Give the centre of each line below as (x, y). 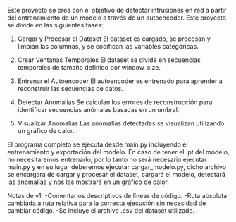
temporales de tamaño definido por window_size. (89, 67)
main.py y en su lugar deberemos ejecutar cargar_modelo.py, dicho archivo (117, 167)
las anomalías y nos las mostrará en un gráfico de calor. (88, 182)
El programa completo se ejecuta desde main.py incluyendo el (98, 144)
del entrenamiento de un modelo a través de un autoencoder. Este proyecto (117, 18)
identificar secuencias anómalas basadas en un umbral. (98, 110)
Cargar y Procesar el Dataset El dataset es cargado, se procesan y (114, 39)
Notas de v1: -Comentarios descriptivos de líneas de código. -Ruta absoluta (117, 196)
